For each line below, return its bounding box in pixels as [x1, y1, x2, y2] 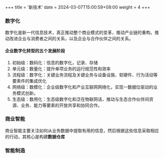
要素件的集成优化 [12, 78, 47, 84]
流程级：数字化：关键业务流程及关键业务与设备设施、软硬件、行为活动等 [12, 72, 158, 78]
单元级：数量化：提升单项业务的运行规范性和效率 [12, 65, 111, 72]
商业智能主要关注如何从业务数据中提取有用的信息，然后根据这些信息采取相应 [5, 127, 159, 133]
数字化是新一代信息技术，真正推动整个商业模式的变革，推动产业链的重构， [5, 30, 155, 36]
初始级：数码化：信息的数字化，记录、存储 [12, 59, 98, 65]
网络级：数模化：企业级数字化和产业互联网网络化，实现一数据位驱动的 [12, 84, 154, 90]
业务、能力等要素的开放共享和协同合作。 [20, 102, 102, 108]
